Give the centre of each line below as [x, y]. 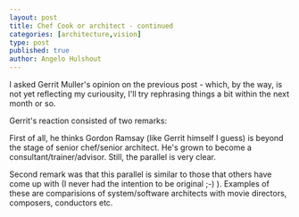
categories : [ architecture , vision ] [75, 34]
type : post [29, 42]
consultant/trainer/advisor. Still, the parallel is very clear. [113, 157]
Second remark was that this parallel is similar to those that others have [141, 174]
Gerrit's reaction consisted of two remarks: [88, 121]
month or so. [33, 103]
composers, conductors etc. [61, 203]
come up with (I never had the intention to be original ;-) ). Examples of [139, 184]
